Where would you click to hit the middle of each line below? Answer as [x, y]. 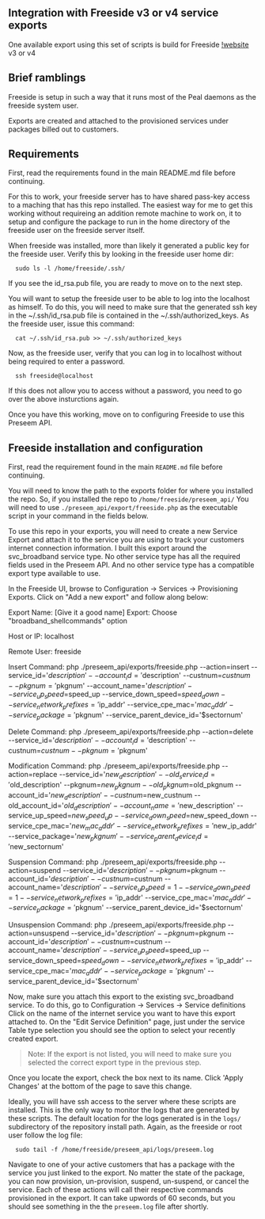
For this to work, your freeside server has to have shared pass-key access [129, 196]
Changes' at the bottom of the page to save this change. [100, 1086]
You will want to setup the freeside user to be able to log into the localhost [129, 299]
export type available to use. [55, 573]
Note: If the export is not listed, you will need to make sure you [129, 1053]
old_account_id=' [36, 805]
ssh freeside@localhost [54, 376]
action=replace [33, 775]
